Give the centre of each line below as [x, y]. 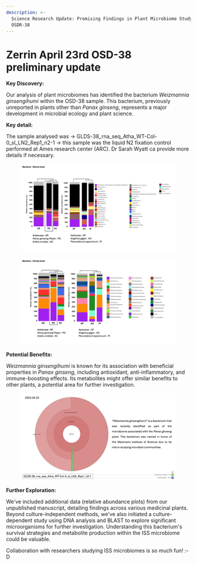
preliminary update [54, 67]
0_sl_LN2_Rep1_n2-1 [30, 143]
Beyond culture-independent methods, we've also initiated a [79, 514]
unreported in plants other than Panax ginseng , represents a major [86, 107]
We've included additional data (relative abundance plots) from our [87, 501]
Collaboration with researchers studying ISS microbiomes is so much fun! [95, 550]
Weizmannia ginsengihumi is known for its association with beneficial [90, 366]
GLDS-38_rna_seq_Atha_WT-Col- [117, 137]
